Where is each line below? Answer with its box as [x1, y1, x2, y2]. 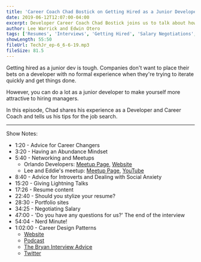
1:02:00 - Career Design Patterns [14, 224, 97, 231]
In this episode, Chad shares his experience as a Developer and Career [6, 106, 181, 114]
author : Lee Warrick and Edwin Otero [6, 25, 100, 32]
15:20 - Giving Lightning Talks [14, 179, 89, 187]
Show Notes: [6, 130, 38, 137]
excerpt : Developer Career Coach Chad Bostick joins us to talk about [6, 20, 186, 26]
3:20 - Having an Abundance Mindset [14, 148, 108, 155]
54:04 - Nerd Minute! [14, 218, 68, 225]
